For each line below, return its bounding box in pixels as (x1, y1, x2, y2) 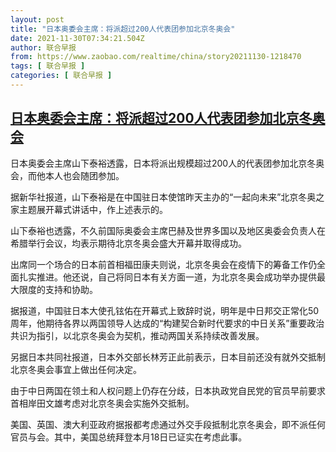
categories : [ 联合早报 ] (10, 71, 113, 81)
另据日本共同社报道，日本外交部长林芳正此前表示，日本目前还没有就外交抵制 (10, 351, 326, 363)
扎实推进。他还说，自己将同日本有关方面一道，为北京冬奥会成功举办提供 (18, 271, 317, 283)
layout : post (10, 14, 65, 25)
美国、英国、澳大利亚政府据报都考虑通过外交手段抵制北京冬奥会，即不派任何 (10, 418, 326, 430)
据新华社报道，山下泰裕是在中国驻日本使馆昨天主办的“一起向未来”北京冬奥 (10, 191, 317, 203)
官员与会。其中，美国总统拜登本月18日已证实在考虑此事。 (10, 431, 248, 443)
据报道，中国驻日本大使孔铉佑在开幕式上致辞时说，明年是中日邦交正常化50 (10, 304, 320, 316)
